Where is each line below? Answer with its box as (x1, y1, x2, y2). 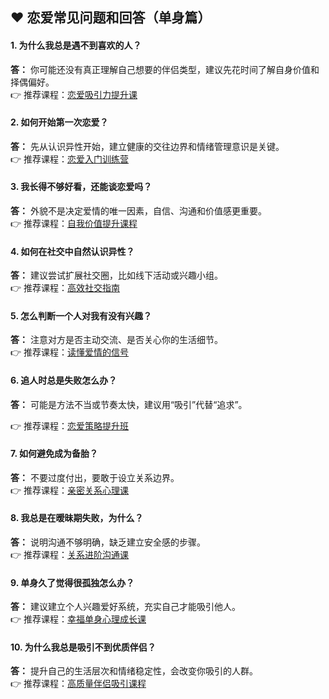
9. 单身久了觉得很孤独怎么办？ (10, 576, 135, 588)
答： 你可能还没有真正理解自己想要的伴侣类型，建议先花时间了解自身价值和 (10, 63, 320, 75)
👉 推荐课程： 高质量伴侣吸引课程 (10, 678, 147, 690)
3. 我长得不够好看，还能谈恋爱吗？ (10, 181, 153, 193)
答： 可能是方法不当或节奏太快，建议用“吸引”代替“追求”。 (10, 398, 248, 410)
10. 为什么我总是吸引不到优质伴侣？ (10, 641, 157, 653)
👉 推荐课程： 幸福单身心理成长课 (10, 613, 147, 625)
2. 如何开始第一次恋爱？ (10, 116, 109, 128)
